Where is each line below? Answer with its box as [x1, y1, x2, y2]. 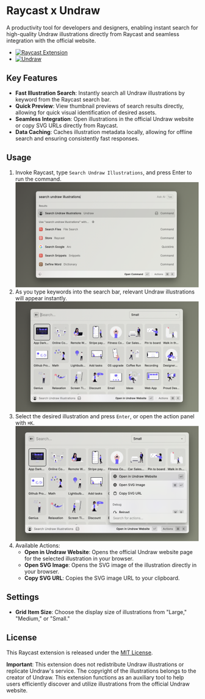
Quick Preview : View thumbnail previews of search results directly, [15, 102, 184, 109]
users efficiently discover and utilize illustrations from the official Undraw [6, 680, 190, 687]
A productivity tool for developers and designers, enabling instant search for [6, 24, 198, 31]
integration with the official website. [6, 37, 96, 44]
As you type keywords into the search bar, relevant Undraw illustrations [15, 288, 195, 295]
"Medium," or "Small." [15, 615, 70, 622]
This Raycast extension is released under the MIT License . [6, 649, 153, 656]
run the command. [15, 175, 62, 182]
